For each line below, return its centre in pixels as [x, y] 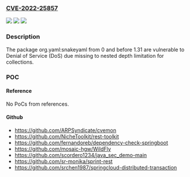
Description [23, 37]
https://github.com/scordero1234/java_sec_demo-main [81, 155]
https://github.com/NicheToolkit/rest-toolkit [67, 136]
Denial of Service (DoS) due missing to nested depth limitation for [85, 55]
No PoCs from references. [37, 104]
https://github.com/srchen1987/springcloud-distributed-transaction [96, 167]
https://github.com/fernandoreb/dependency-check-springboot [91, 143]
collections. [20, 62]
